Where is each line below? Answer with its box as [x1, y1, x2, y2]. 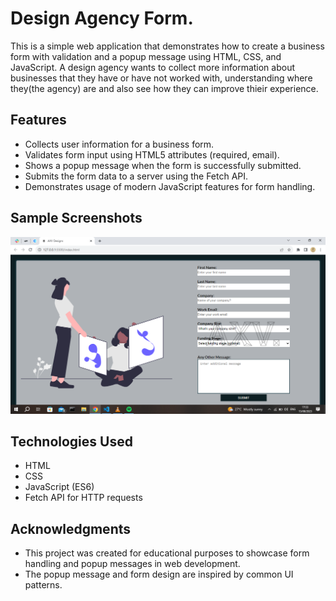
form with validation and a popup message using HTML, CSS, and [10, 50, 282, 62]
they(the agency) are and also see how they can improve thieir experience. [10, 82, 319, 94]
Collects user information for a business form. [24, 138, 215, 150]
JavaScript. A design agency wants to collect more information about [10, 61, 296, 73]
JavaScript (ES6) [24, 481, 95, 493]
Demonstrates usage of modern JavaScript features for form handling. [24, 180, 316, 192]
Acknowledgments [10, 520, 132, 537]
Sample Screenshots [10, 210, 143, 227]
